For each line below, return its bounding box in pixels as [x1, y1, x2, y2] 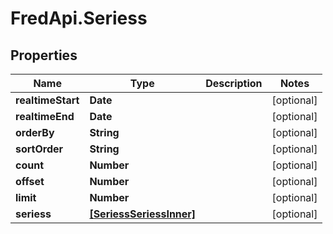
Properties [10, 47, 78, 64]
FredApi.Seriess [10, 7, 148, 30]
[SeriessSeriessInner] [89, 207, 197, 221]
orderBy [15, 126, 55, 139]
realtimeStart [15, 93, 80, 107]
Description [205, 77, 263, 90]
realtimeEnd [15, 110, 75, 123]
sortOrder [15, 142, 64, 156]
